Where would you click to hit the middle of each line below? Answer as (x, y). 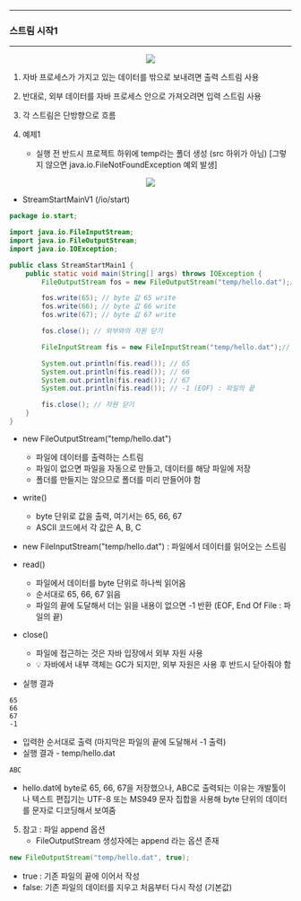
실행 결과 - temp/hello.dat (69, 753)
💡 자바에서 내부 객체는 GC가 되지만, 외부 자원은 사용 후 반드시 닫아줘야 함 (163, 664)
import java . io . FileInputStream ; (72, 233)
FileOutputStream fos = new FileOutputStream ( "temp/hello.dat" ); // (170, 282)
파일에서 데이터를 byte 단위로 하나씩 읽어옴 (111, 583)
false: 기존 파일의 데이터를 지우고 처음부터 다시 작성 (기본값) (127, 887)
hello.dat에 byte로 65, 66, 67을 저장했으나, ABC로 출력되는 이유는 (138, 788)
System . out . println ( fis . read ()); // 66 (116, 372)
